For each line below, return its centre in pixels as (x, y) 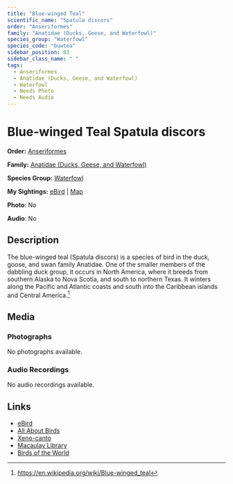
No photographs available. (45, 352)
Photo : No (22, 205)
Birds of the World (43, 453)
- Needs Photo (34, 91)
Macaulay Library (42, 446)
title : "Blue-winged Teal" (46, 14)
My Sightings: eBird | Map (45, 191)
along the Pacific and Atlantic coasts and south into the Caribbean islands (113, 286)
